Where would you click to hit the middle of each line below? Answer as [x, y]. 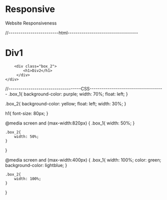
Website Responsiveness [31, 23]
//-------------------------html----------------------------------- [72, 32]
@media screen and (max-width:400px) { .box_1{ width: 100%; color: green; [83, 160]
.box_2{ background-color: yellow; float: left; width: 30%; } [66, 103]
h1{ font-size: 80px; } [27, 113]
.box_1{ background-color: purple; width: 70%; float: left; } [68, 94]
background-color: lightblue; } [36, 165]
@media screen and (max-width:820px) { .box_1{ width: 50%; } [70, 123]
